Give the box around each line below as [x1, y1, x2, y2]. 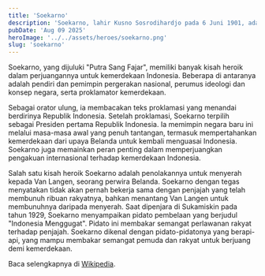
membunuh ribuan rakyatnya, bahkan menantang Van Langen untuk [8, 194, 229, 203]
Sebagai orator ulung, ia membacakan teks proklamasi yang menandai [8, 103, 237, 113]
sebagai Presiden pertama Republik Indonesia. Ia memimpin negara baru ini [8, 120, 254, 129]
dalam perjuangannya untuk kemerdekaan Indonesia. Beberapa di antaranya [8, 71, 256, 80]
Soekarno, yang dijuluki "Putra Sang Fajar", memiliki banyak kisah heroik [8, 62, 243, 72]
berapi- [230, 227, 256, 237]
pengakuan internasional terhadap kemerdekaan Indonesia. [8, 153, 201, 162]
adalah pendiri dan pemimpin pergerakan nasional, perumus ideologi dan [8, 80, 246, 89]
